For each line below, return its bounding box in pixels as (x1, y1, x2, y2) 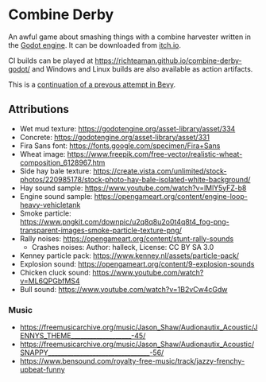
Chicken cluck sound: (19, 267, 91, 277)
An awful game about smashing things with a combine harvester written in (8, 32, 252, 41)
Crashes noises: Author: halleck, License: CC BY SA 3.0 (31, 242, 214, 251)
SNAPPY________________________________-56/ (19, 348, 164, 357)
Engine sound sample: (19, 191, 93, 201)
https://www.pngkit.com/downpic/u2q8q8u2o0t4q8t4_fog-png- (19, 216, 230, 226)
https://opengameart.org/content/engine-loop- (94, 191, 248, 201)
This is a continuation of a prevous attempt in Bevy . (8, 80, 176, 89)
